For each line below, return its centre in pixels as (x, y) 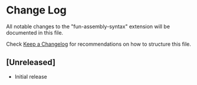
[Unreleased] (31, 62)
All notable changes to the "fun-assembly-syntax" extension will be (88, 26)
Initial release (31, 76)
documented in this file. (35, 32)
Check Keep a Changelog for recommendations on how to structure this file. (99, 44)
